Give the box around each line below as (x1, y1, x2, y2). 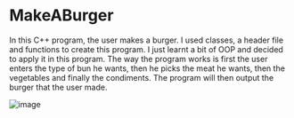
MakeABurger (9, 5, 114, 26)
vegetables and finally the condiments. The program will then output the (9, 72, 274, 83)
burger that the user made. (9, 82, 108, 92)
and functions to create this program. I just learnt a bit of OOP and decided (9, 43, 283, 54)
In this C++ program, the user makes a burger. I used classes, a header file (9, 35, 283, 45)
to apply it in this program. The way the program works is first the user (9, 53, 268, 64)
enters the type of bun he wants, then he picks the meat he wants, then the (9, 63, 285, 74)
